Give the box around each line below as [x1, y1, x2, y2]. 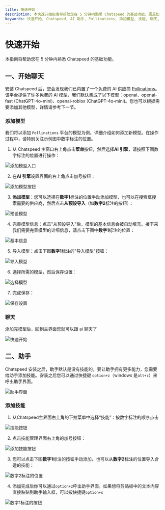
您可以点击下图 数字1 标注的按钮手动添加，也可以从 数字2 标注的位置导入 [12, 456, 155, 462]
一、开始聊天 [5, 72, 44, 80]
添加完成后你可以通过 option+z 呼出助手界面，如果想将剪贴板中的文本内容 [12, 483, 160, 489]
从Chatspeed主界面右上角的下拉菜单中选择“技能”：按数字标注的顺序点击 [12, 414, 159, 420]
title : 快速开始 [5, 7, 35, 12]
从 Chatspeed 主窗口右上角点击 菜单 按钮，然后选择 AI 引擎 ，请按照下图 [12, 146, 155, 152]
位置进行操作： [29, 153, 60, 159]
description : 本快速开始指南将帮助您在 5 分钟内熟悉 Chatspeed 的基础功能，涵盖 [5, 12, 156, 17]
